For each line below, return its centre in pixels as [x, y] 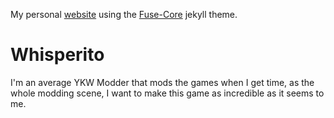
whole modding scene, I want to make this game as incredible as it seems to [167, 93]
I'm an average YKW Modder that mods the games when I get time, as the [162, 82]
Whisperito [57, 55]
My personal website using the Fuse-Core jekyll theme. [124, 14]
